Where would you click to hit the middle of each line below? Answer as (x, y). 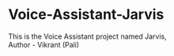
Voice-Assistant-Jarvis (86, 15)
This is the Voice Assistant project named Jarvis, (88, 36)
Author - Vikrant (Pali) (44, 44)
